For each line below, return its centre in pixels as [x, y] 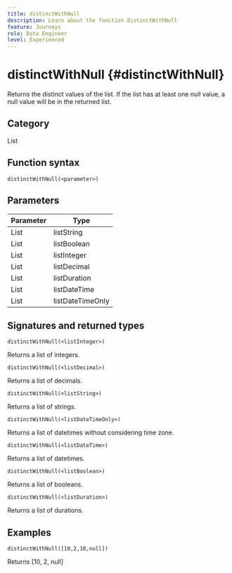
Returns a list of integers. [44, 355]
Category [28, 124]
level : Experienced [36, 40]
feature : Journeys [34, 27]
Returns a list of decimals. [45, 381]
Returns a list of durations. [45, 510]
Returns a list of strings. [41, 407]
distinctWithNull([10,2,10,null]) [58, 549]
